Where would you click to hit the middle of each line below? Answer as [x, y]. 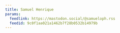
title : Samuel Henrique [30, 9]
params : [13, 14]
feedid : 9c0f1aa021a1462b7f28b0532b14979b [54, 23]
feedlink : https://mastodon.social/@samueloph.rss [62, 18]
